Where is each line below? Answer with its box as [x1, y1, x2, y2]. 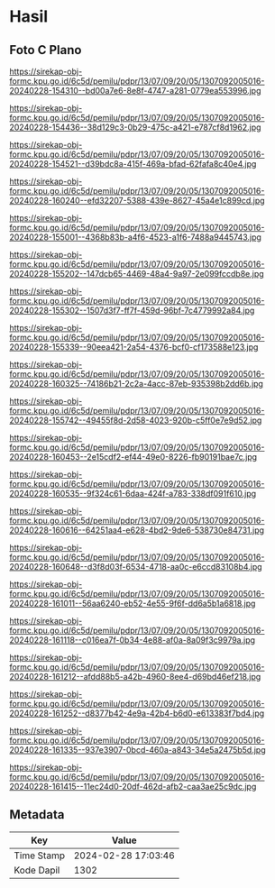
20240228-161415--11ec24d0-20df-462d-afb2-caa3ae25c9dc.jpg [9, 782, 257, 792]
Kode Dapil [14, 864, 60, 876]
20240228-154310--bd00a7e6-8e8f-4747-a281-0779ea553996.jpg [9, 86, 261, 96]
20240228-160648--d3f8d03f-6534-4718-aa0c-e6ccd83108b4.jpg [9, 562, 263, 572]
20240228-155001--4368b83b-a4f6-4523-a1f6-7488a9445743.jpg [9, 232, 261, 243]
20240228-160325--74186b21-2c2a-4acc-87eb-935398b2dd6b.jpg [9, 379, 264, 389]
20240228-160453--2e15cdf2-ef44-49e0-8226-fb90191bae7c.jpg [9, 452, 258, 462]
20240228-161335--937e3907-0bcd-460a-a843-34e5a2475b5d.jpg [9, 745, 266, 755]
